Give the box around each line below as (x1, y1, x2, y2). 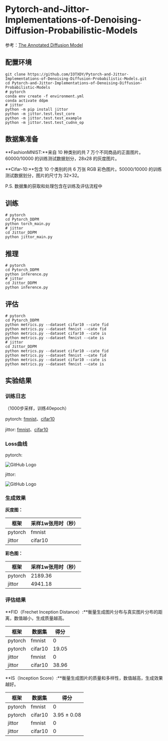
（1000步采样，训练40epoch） (5, 405, 69, 411)
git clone (5, 72, 26, 77)
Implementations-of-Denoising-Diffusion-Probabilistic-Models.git (5, 76, 147, 81)
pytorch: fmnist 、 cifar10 (5, 416, 55, 422)
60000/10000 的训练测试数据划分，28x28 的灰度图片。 (5, 155, 119, 161)
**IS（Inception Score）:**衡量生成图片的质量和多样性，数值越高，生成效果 (5, 675, 163, 681)
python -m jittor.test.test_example (5, 115, 82, 121)
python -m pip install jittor (5, 107, 69, 112)
